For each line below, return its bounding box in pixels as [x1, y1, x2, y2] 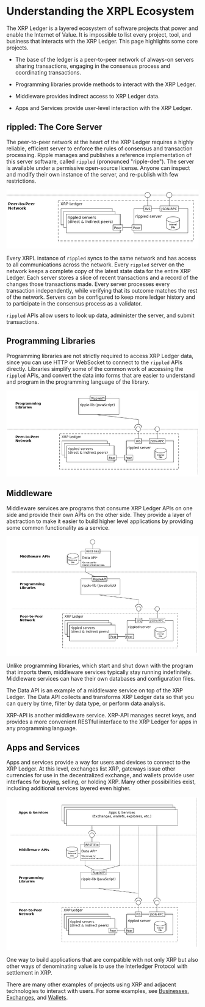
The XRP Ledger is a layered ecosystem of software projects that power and [6, 24, 198, 32]
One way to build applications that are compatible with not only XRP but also [6, 956, 198, 964]
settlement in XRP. [6, 969, 53, 976]
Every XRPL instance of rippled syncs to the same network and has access [6, 254, 196, 262]
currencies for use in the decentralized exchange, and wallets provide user [6, 772, 195, 779]
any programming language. [6, 725, 77, 732]
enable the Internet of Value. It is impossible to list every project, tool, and [6, 31, 192, 38]
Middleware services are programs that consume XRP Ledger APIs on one [6, 504, 193, 511]
